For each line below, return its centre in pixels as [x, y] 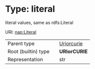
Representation [25, 59]
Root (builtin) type [29, 51]
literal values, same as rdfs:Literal [39, 23]
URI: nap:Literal [21, 32]
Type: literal [30, 9]
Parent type [21, 44]
